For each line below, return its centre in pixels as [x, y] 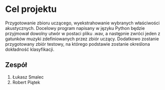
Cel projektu [31, 9]
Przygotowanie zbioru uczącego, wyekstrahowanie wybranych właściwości [82, 23]
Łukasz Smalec [28, 77]
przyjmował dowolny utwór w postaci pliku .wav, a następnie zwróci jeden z [83, 33]
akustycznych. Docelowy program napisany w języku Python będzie [75, 28]
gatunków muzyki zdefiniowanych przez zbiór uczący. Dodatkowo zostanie [82, 39]
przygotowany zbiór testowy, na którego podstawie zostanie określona [78, 44]
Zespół [16, 65]
